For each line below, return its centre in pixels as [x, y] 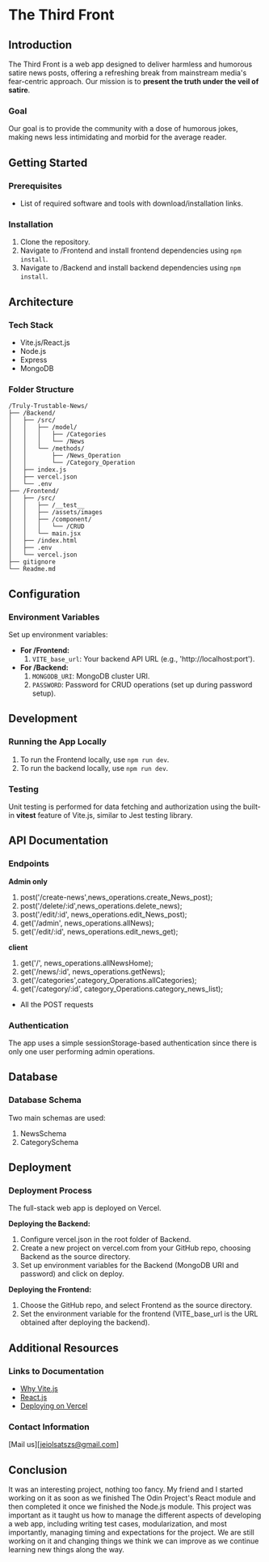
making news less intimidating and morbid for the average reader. [118, 137]
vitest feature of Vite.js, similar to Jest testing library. [104, 815]
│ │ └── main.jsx [45, 534]
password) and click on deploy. [72, 1274]
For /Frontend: [45, 650]
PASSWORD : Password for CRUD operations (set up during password [142, 684]
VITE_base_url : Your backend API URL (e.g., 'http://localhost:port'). [143, 658]
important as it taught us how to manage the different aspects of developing [135, 1515]
